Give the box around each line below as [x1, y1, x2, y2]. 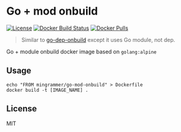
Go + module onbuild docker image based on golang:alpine [6, 47, 157, 55]
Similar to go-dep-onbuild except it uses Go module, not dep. [21, 36, 176, 43]
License [6, 103, 37, 114]
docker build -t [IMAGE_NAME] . [6, 87, 88, 93]
